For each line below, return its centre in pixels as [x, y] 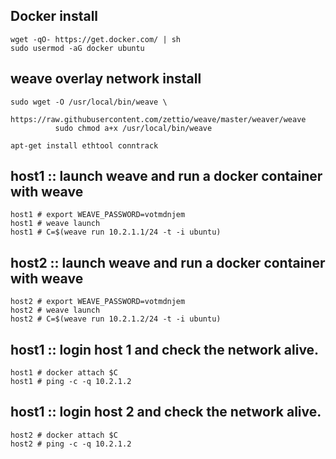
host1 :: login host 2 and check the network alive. [166, 412]
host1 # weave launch [55, 224]
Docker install [54, 16]
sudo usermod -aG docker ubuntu [77, 48]
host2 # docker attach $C [64, 435]
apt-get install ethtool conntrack [84, 145]
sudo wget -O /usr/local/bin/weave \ [89, 102]
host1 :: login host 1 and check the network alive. [165, 349]
